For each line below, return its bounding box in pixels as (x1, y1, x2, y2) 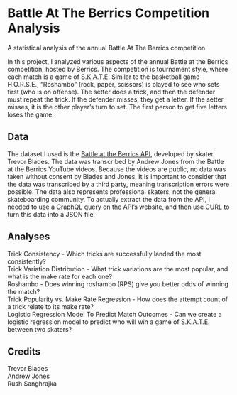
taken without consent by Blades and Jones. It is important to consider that (7, 172, 227, 180)
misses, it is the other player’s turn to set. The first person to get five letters (7, 102, 228, 111)
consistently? (7, 257, 46, 266)
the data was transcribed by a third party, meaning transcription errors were (7, 180, 230, 188)
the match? (7, 287, 40, 296)
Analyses (7, 231, 50, 243)
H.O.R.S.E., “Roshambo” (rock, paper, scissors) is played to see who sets (7, 80, 220, 88)
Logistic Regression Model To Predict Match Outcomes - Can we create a (7, 310, 222, 318)
